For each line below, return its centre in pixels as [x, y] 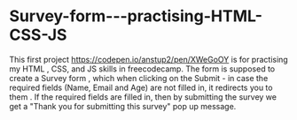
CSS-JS [38, 35]
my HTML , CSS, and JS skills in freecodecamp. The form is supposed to [142, 69]
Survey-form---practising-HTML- [136, 16]
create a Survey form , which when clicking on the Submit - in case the [139, 78]
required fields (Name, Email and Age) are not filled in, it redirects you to [141, 87]
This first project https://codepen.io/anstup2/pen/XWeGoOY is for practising [148, 59]
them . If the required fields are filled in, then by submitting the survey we [143, 97]
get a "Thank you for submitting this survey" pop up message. [123, 106]
